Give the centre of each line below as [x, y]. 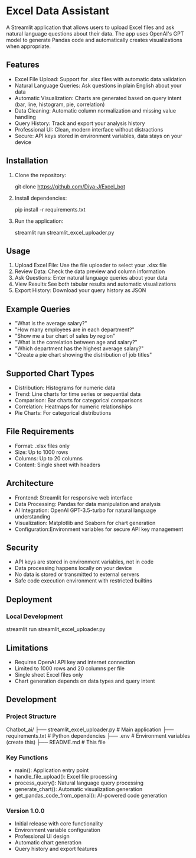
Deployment [29, 599]
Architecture [30, 483]
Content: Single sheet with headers [57, 465]
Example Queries [38, 309]
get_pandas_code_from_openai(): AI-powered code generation [91, 795]
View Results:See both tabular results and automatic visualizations [95, 284]
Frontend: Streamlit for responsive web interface [73, 497]
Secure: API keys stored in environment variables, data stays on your [98, 136]
